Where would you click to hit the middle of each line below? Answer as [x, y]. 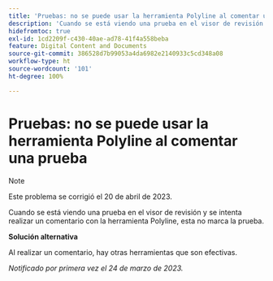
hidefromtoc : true [39, 31]
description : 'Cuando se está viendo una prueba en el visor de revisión [136, 24]
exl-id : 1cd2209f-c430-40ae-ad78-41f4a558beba [89, 39]
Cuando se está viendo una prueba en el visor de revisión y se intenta [125, 212]
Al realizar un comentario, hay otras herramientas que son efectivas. [123, 252]
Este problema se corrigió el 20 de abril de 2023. [90, 197]
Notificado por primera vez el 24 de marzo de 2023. [96, 268]
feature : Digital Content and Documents [78, 46]
